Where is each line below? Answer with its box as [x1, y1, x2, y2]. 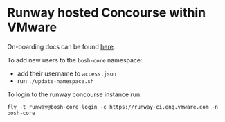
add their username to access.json [17, 69, 116, 78]
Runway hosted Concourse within [7, 5, 206, 21]
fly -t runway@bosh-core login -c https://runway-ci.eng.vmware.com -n [7, 103, 218, 110]
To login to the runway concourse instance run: [7, 90, 142, 98]
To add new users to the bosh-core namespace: [7, 55, 143, 64]
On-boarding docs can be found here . [7, 42, 116, 51]
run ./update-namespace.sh [17, 76, 94, 85]
